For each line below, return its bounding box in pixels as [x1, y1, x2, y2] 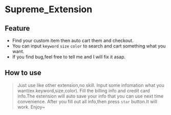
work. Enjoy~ [17, 104, 46, 110]
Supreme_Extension [5, 4, 93, 15]
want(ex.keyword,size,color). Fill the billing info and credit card [17, 87, 150, 94]
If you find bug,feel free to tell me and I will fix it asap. [12, 54, 126, 60]
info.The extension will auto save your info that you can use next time [17, 93, 164, 99]
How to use [5, 68, 41, 77]
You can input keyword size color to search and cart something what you [12, 43, 166, 49]
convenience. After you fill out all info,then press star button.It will [17, 98, 157, 104]
